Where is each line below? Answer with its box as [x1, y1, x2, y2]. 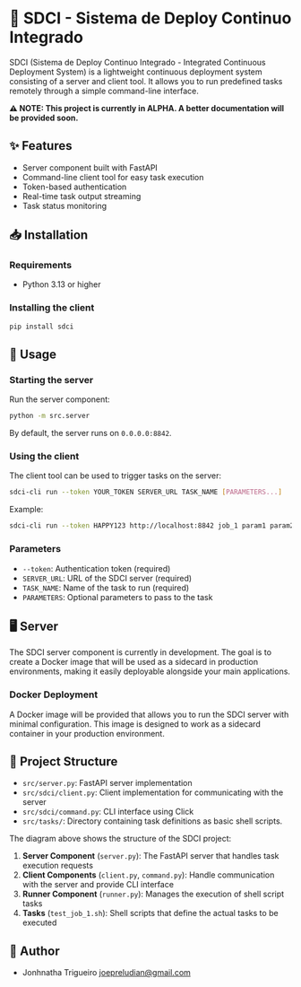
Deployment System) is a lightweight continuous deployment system [9, 66, 262, 77]
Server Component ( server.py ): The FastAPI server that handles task [21, 851, 279, 861]
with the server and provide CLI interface [21, 879, 175, 890]
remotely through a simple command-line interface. [9, 85, 199, 96]
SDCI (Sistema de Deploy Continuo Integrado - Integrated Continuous [9, 57, 266, 67]
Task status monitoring [21, 200, 107, 211]
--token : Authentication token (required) [21, 563, 171, 573]
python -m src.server [9, 412, 90, 421]
